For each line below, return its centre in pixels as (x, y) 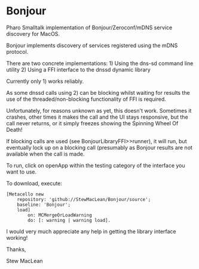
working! (17, 237)
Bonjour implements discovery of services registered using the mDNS (92, 45)
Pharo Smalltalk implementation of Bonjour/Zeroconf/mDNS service (89, 27)
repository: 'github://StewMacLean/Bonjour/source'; (84, 199)
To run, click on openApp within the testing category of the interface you (96, 165)
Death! (14, 129)
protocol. (17, 51)
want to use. (22, 172)
